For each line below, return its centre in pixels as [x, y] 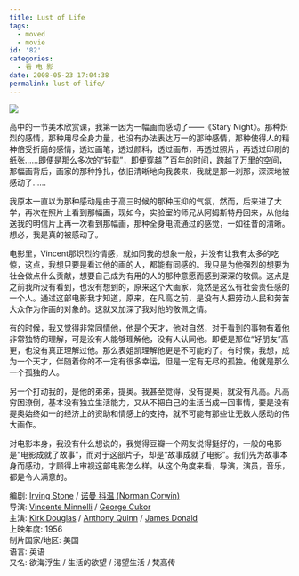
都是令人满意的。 [40, 476]
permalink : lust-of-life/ [57, 84]
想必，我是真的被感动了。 [56, 234]
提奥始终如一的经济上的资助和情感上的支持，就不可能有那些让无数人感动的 [145, 413]
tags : [19, 26]
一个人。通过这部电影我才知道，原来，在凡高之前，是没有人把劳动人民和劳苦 [149, 298]
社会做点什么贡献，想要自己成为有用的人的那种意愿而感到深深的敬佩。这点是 [149, 276]
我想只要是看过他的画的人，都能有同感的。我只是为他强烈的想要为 [169, 264]
